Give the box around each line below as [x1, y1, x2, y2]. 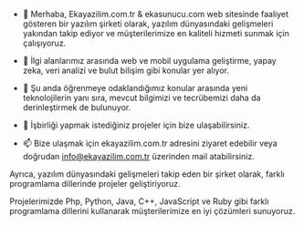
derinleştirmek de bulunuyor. [22, 102, 131, 113]
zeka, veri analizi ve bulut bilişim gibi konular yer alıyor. [22, 65, 230, 76]
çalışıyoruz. [22, 37, 67, 48]
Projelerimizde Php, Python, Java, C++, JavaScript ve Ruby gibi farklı [9, 196, 269, 207]
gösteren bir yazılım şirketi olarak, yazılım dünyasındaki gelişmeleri [22, 18, 274, 29]
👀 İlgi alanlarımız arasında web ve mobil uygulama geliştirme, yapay [22, 56, 277, 66]
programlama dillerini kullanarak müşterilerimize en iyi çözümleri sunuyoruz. [9, 206, 296, 216]
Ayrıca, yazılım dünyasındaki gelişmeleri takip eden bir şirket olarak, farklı [9, 169, 285, 179]
